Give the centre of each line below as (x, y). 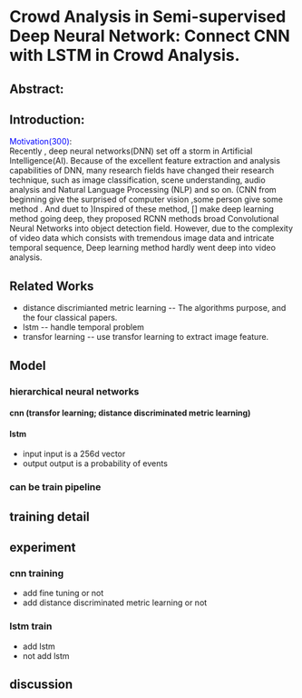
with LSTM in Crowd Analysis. (125, 55)
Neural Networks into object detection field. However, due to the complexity (151, 228)
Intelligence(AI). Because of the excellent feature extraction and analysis (145, 161)
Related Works (52, 286)
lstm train (31, 626)
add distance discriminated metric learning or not (115, 603)
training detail (50, 517)
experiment (43, 548)
